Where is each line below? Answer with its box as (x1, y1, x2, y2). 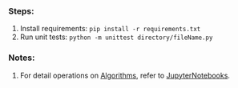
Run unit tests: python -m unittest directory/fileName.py (19, 32, 213, 42)
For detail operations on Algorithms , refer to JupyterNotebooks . (19, 70, 231, 80)
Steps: (8, 6, 34, 17)
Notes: (8, 52, 35, 63)
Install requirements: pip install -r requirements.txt (19, 24, 201, 34)
